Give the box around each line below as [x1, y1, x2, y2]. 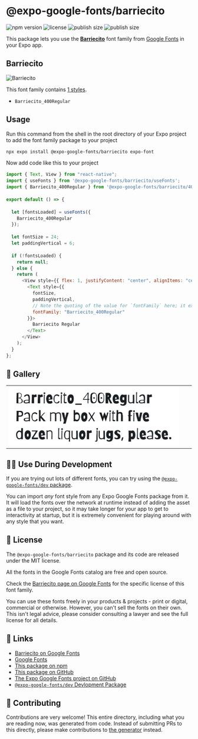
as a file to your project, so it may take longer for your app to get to [6, 505, 169, 513]
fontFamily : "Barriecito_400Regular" [32, 309, 126, 315]
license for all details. [6, 616, 58, 624]
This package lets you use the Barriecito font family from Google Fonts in [6, 35, 184, 42]
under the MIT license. [6, 557, 61, 564]
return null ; [16, 259, 49, 265]
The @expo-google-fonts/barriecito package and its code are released [6, 551, 179, 558]
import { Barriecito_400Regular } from [6, 184, 104, 190]
